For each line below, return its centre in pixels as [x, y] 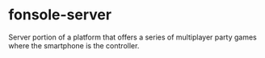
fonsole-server [60, 15]
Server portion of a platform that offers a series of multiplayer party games [132, 37]
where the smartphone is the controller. [74, 45]
